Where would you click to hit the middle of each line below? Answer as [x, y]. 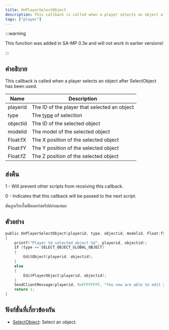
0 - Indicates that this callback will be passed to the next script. [71, 196]
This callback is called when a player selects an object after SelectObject [81, 81]
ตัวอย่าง [15, 222]
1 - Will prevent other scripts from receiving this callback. [64, 186]
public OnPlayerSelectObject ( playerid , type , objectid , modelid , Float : [83, 233]
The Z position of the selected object [75, 156]
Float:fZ [17, 156]
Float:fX [17, 140]
